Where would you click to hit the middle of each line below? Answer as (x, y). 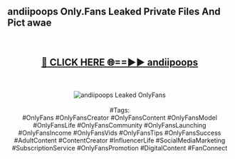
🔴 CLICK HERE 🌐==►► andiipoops (120, 62)
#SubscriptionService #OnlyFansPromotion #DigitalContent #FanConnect (120, 148)
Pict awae (30, 23)
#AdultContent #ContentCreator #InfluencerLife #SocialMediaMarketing (120, 140)
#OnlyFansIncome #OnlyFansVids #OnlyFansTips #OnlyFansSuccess (120, 133)
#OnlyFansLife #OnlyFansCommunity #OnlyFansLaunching (120, 125)
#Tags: (120, 110)
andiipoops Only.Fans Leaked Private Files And (114, 12)
